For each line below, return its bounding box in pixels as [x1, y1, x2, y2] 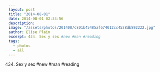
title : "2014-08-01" [8, 12, 51, 17]
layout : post [8, 7, 35, 12]
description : [8, 20, 35, 26]
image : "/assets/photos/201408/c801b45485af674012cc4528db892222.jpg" [8, 25, 156, 30]
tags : [8, 39, 20, 44]
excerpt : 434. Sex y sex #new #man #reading [8, 35, 101, 39]
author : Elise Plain [8, 30, 51, 35]
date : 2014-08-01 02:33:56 [8, 16, 64, 21]
